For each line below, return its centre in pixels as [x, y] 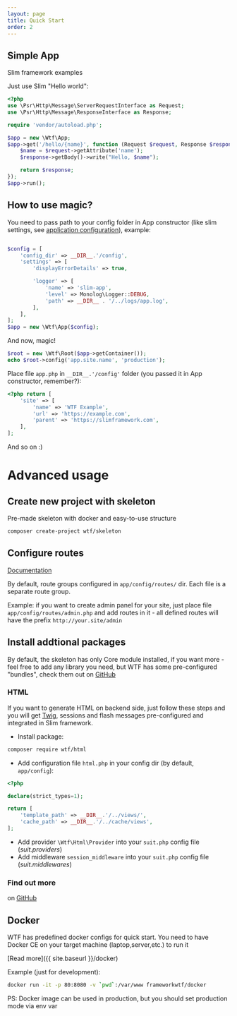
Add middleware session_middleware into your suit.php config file [113, 857]
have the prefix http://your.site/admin [65, 620]
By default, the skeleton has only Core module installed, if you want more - [116, 659]
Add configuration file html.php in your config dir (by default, [105, 763]
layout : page [26, 14]
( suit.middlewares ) [45, 864]
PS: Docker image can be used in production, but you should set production [117, 998]
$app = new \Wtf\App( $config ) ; [53, 327]
